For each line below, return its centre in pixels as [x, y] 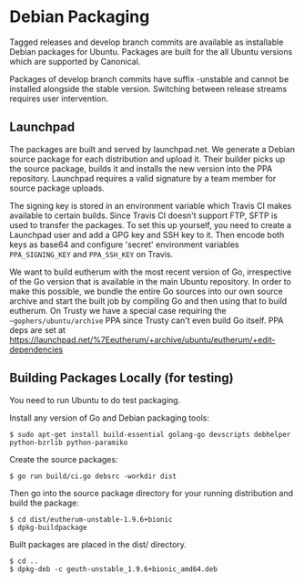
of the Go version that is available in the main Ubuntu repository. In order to [150, 281]
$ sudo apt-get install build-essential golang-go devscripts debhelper [150, 434]
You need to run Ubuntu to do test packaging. [95, 400]
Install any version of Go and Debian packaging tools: [109, 418]
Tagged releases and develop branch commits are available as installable [147, 42]
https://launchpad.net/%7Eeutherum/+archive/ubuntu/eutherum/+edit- [142, 339]
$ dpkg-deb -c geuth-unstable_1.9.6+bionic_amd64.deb [114, 569]
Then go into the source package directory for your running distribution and [152, 493]
